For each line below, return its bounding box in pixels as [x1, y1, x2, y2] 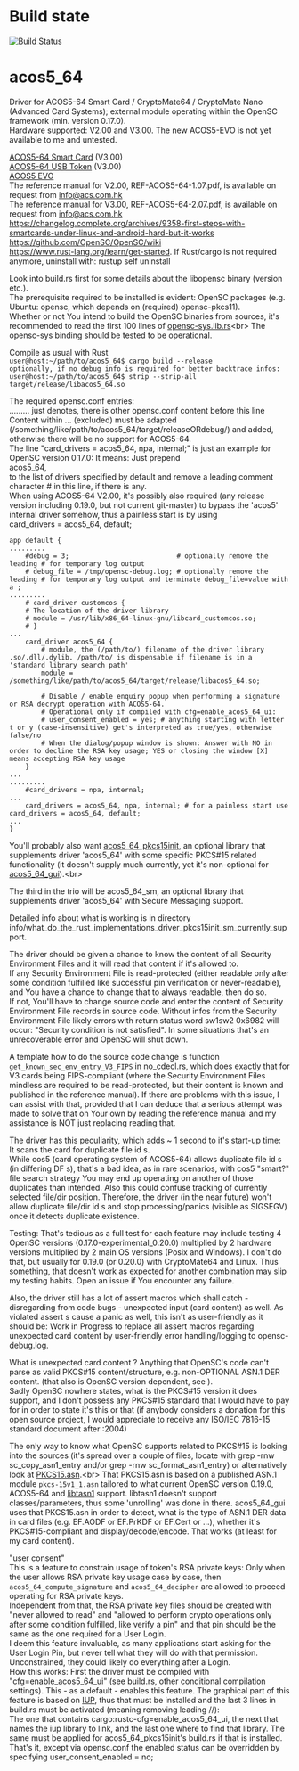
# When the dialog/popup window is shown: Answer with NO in [41, 738, 273, 748]
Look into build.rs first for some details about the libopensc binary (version [9, 273, 283, 283]
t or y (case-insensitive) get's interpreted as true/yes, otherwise [9, 723, 273, 732]
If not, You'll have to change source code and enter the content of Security [9, 996, 284, 1006]
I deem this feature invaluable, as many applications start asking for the [9, 1637, 271, 1648]
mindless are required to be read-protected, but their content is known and [9, 1079, 284, 1090]
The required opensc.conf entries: [9, 395, 135, 406]
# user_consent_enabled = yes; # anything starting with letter [41, 715, 285, 724]
